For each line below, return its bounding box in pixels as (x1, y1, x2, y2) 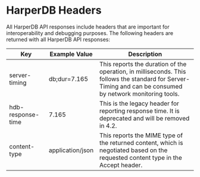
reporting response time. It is (99, 106, 180, 115)
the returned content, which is (99, 138, 183, 147)
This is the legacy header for (99, 99, 180, 108)
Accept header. (99, 161, 143, 169)
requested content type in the (99, 153, 183, 162)
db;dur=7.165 (48, 75, 88, 83)
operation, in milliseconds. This (99, 67, 186, 75)
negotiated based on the (99, 146, 168, 154)
